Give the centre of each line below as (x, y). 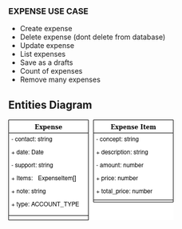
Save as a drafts (46, 62)
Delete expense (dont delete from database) (93, 37)
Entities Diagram (50, 104)
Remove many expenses (60, 80)
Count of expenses (51, 71)
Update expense (47, 46)
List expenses (43, 54)
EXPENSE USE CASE (49, 11)
